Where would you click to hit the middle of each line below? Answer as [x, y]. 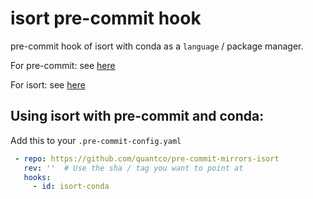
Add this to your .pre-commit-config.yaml [96, 140]
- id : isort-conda [71, 187]
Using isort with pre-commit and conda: [137, 116]
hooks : [37, 177]
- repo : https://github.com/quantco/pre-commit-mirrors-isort [147, 158]
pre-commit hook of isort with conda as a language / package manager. [157, 46]
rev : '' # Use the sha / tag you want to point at [133, 168]
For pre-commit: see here [63, 65]
